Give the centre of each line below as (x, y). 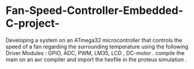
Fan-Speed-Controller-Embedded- (95, 11)
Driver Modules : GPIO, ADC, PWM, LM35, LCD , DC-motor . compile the (95, 53)
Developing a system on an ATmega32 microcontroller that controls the (94, 40)
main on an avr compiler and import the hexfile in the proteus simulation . (96, 59)
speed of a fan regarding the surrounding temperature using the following (97, 47)
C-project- (33, 23)
